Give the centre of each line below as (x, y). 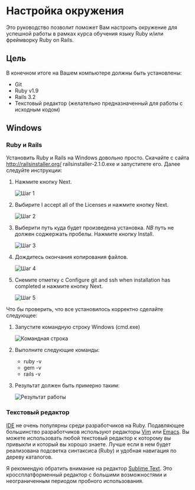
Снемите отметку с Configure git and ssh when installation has (92, 280)
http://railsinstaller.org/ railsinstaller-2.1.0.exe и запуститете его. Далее (93, 164)
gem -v (32, 368)
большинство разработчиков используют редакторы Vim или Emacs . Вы (98, 431)
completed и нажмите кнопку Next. (59, 286)
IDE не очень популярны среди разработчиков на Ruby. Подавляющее (95, 425)
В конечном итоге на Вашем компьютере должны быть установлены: (94, 73)
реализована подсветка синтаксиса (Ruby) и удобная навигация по (91, 450)
